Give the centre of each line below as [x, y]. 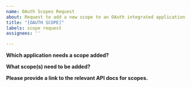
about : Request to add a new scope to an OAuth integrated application [95, 17]
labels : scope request [34, 28]
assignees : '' [24, 34]
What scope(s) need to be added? [48, 67]
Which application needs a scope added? [58, 55]
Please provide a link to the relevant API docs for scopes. [77, 78]
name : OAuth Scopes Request [41, 11]
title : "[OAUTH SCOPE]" [35, 22]
